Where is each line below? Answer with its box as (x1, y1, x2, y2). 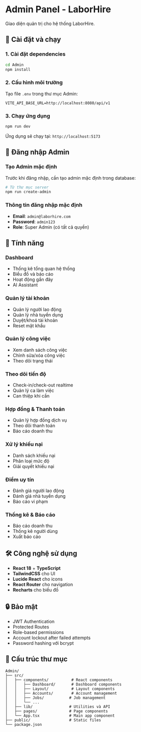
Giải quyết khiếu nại (12, 463, 54, 469)
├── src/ (5, 673, 24, 678)
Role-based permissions (12, 629, 64, 635)
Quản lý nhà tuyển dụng (12, 311, 63, 318)
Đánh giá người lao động (12, 487, 65, 494)
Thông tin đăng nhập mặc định (5, 202, 82, 209)
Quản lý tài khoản (5, 295, 50, 302)
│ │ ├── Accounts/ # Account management (5, 691, 117, 696)
